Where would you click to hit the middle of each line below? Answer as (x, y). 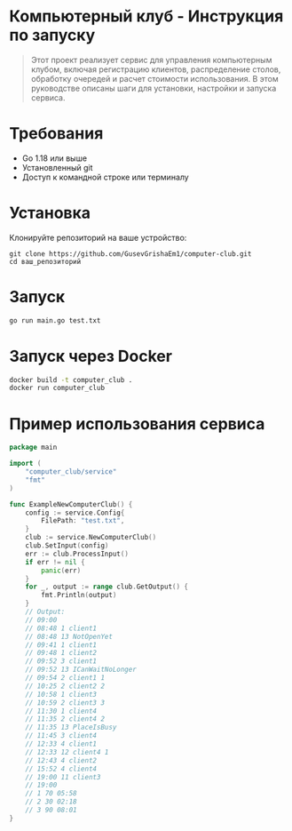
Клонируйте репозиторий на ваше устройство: (98, 237)
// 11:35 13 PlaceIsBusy (71, 727)
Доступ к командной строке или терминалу (105, 177)
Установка (50, 213)
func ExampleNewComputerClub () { (71, 504)
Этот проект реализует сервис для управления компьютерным (151, 60)
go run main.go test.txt (55, 320)
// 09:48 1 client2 (61, 653)
